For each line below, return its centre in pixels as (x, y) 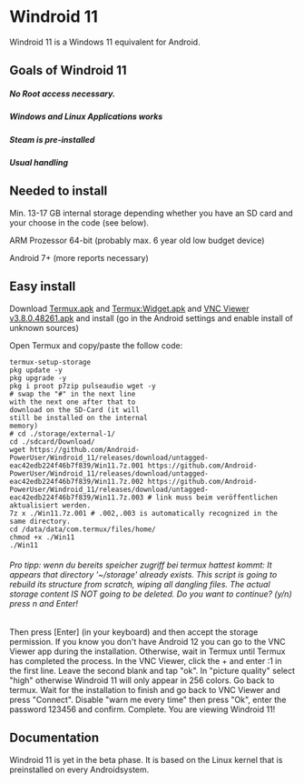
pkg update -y (36, 370)
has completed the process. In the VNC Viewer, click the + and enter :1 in (146, 660)
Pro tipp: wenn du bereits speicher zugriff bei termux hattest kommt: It (141, 565)
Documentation (54, 738)
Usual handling (39, 163)
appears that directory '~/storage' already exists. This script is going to (143, 575)
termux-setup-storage (50, 362)
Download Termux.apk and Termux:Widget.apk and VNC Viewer (129, 308)
